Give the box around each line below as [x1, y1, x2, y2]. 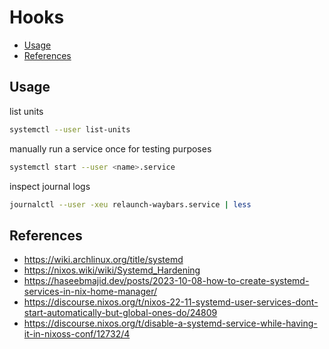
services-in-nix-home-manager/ [23, 286, 158, 298]
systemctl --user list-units [9, 124, 131, 135]
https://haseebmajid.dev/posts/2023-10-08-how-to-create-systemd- [23, 275, 310, 287]
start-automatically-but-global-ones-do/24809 [23, 307, 218, 319]
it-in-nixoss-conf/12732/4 [23, 328, 131, 340]
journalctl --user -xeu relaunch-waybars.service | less [9, 199, 252, 210]
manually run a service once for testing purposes [9, 142, 212, 155]
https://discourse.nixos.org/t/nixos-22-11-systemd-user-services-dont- [23, 296, 319, 308]
